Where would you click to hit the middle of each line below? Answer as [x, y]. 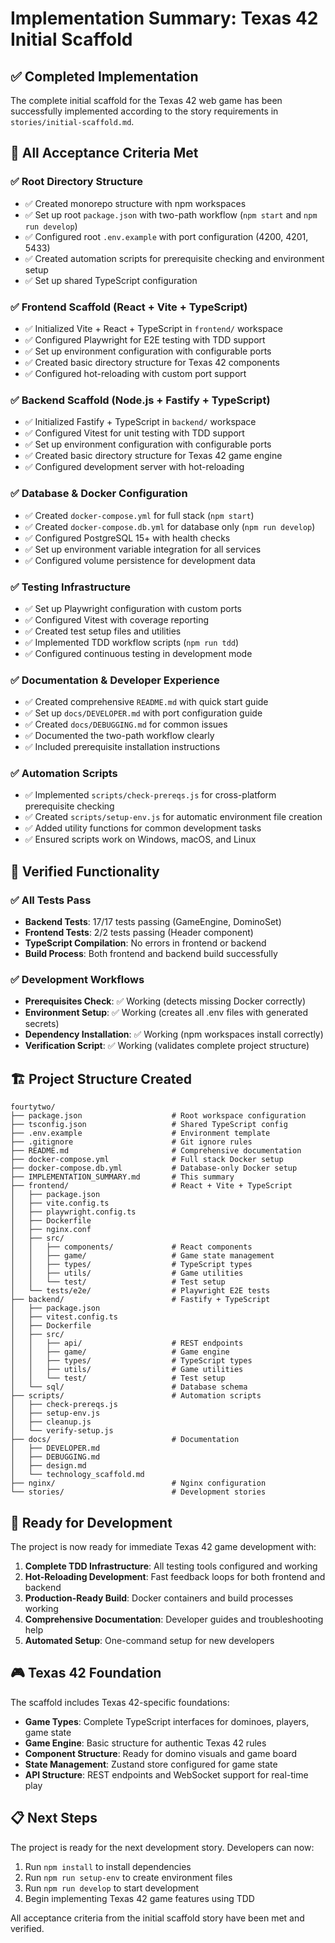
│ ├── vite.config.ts [60, 1203]
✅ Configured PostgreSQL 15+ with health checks [127, 538]
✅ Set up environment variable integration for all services [143, 549]
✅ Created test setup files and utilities [103, 631]
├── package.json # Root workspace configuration [158, 1116]
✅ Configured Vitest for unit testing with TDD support [134, 433]
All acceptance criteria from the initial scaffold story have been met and [157, 1918]
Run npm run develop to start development [112, 1888]
